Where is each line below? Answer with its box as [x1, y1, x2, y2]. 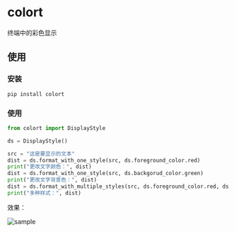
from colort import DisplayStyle [7, 124, 106, 131]
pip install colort [7, 90, 65, 97]
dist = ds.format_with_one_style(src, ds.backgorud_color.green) [7, 170, 203, 177]
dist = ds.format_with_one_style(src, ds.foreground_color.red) [7, 157, 201, 164]
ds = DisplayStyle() [7, 137, 69, 145]
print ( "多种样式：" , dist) [7, 189, 81, 196]
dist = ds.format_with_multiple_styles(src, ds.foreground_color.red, [7, 183, 220, 191]
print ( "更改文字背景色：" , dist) [7, 177, 98, 184]
